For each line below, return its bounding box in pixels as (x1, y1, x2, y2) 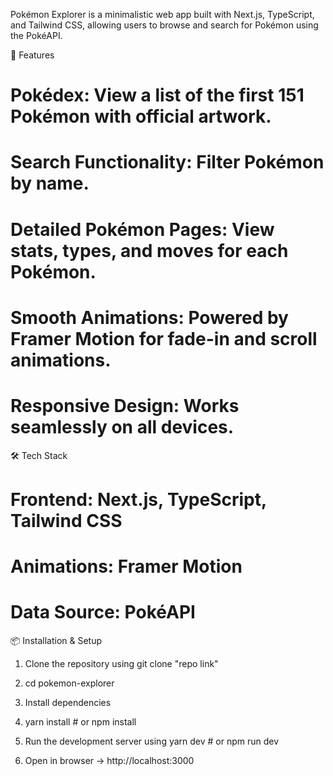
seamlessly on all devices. (10, 415, 235, 438)
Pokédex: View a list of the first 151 (10, 84, 305, 107)
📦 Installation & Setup (10, 635, 103, 646)
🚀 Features (10, 49, 55, 61)
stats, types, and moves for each (10, 239, 289, 262)
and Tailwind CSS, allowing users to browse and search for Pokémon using (10, 19, 319, 31)
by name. (10, 172, 90, 195)
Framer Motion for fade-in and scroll (10, 327, 318, 350)
